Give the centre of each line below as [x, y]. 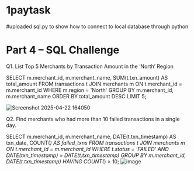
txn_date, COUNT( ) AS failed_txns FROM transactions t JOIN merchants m [96, 143]
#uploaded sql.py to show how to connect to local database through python [97, 26]
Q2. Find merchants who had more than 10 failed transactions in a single [93, 119]
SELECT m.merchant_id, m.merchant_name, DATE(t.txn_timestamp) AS [91, 136]
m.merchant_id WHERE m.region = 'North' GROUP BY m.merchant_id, [90, 90]
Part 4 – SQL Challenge [63, 50]
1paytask [28, 10]
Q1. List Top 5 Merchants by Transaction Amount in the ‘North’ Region [90, 66]
